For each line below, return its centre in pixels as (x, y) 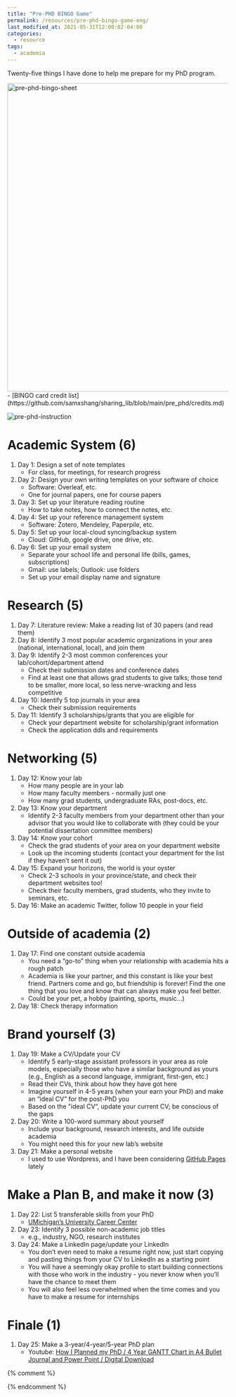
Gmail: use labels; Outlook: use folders (84, 569)
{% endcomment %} (37, 1387)
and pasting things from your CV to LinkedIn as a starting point (119, 1259)
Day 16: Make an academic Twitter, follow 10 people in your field (110, 905)
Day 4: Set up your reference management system (90, 517)
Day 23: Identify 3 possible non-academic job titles (91, 1229)
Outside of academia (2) (79, 933)
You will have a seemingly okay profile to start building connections (125, 1267)
